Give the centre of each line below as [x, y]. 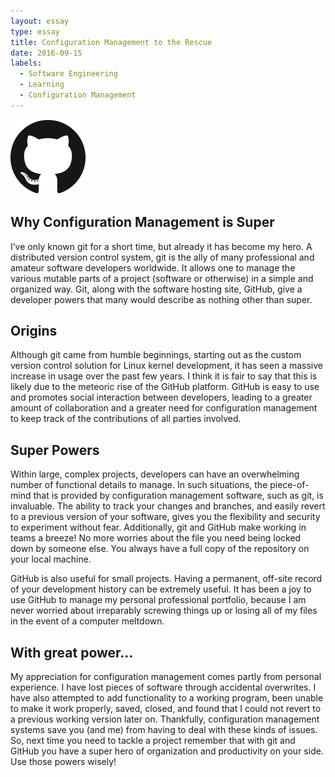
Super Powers [55, 450]
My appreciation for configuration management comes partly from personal [166, 676]
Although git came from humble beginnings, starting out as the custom [156, 355]
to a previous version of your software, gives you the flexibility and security [165, 517]
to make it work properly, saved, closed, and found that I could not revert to [166, 708]
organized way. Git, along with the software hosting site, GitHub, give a [156, 289]
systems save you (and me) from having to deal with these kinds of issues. [164, 729]
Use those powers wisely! [63, 761]
